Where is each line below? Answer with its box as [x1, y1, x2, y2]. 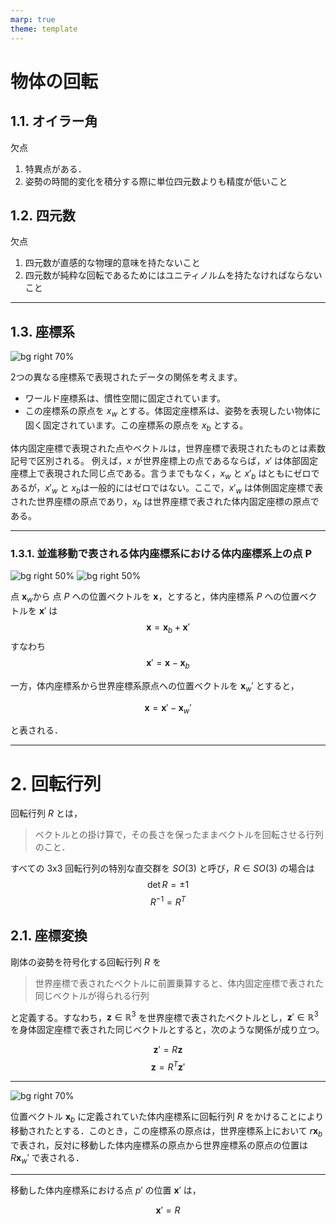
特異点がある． [24, 162, 87, 175]
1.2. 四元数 [10, 207, 76, 224]
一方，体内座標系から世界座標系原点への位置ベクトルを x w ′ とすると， [10, 679, 300, 694]
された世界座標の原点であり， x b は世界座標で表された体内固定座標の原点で [10, 496, 320, 510]
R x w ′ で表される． [10, 1151, 85, 1166]
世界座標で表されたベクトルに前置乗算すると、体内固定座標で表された [34, 977, 325, 989]
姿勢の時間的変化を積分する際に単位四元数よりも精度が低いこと [24, 175, 288, 187]
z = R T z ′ [150, 1059, 186, 1073]
